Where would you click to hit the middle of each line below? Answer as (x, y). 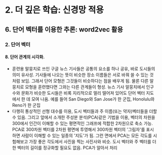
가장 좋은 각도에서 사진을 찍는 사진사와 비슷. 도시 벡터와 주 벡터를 (90, 141)
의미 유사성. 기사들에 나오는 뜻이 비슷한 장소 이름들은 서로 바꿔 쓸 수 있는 (80, 75)
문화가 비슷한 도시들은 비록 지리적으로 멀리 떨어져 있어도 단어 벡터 (83, 93)
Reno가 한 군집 (26, 105)
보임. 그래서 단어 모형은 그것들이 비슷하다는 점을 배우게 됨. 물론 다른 (85, 81)
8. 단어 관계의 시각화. (25, 57)
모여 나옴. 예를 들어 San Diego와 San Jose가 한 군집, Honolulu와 (93, 99)
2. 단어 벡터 (18, 44)
